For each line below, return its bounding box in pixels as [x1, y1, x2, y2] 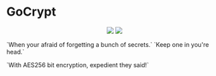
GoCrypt [6, 4, 56, 20]
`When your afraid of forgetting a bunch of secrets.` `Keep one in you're [6, 40, 210, 48]
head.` [6, 47, 25, 56]
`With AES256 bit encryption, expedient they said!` [6, 60, 149, 69]
